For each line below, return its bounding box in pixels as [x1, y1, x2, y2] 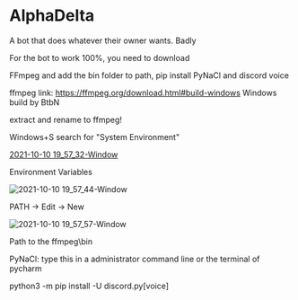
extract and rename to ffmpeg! [9, 114, 123, 125]
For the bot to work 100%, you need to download [9, 52, 190, 63]
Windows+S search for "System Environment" [9, 131, 180, 142]
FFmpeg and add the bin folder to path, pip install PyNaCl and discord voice [9, 69, 290, 81]
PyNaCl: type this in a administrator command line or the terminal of [9, 253, 260, 264]
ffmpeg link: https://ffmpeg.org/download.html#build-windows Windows [9, 87, 277, 98]
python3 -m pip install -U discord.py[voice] [9, 280, 169, 291]
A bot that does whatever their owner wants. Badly [9, 35, 197, 46]
